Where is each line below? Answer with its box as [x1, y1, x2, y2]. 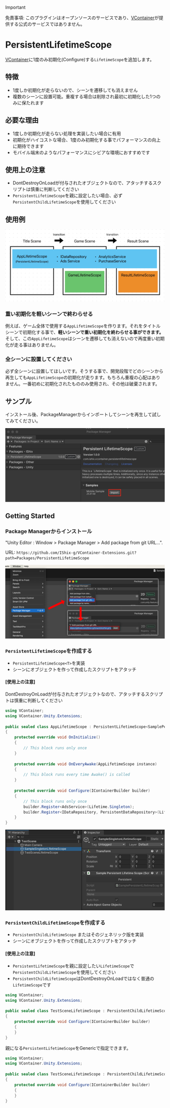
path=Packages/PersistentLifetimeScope [5, 556, 90, 561]
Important [5, 5, 26, 10]
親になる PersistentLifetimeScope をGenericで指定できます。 [5, 1045, 132, 1051]
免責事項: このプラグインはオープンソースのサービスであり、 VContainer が [5, 15, 159, 21]
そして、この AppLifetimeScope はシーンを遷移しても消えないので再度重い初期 [5, 336, 165, 342]
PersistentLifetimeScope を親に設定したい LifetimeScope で [12, 963, 135, 969]
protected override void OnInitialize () [14, 735, 101, 740]
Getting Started [5, 511, 55, 520]
